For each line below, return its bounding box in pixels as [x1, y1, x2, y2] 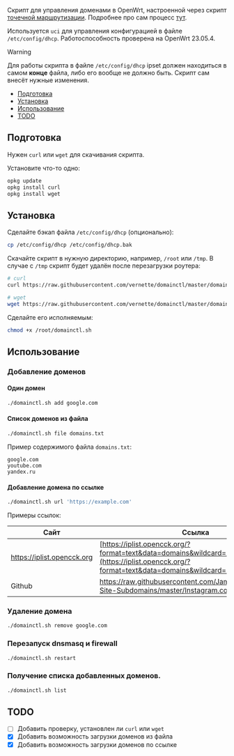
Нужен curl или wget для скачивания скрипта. [7, 150, 145, 159]
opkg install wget [7, 190, 61, 197]
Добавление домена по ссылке [7, 483, 104, 491]
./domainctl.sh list [7, 686, 68, 694]
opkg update [7, 177, 42, 184]
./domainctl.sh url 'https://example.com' [7, 498, 132, 506]
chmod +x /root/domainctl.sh [7, 327, 92, 334]
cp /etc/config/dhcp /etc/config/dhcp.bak [7, 242, 132, 249]
